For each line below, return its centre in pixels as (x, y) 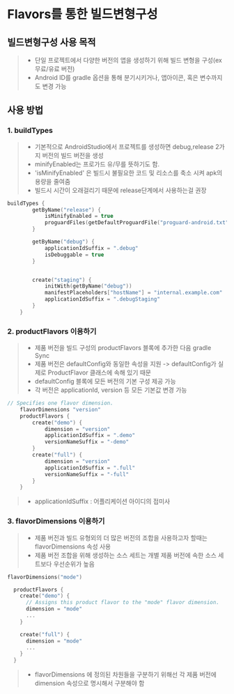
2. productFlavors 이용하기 (52, 331)
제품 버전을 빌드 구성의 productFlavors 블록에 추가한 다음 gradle (123, 348)
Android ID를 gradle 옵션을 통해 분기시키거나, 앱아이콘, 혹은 (116, 78)
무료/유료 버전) (55, 69)
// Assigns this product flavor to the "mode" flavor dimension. (122, 603)
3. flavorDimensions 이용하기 (56, 521)
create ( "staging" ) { (62, 280)
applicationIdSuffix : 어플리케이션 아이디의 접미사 (102, 501)
